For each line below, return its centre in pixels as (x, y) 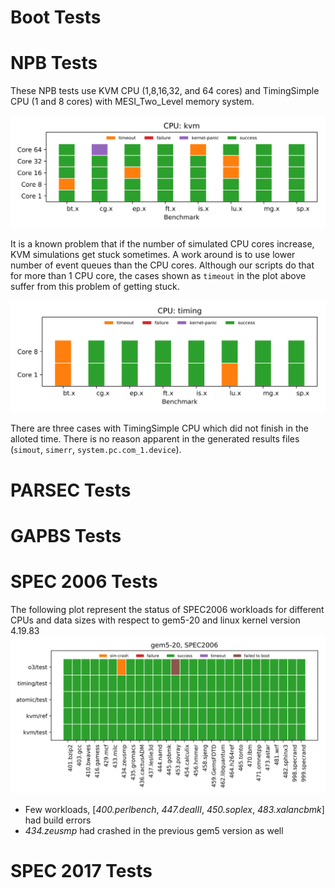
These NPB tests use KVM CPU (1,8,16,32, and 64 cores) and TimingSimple (165, 91)
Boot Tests (56, 17)
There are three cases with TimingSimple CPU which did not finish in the (159, 428)
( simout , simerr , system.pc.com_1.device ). (96, 450)
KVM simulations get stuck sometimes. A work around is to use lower (153, 254)
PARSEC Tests (71, 490)
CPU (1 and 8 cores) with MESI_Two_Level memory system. (132, 102)
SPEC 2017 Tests (81, 870)
